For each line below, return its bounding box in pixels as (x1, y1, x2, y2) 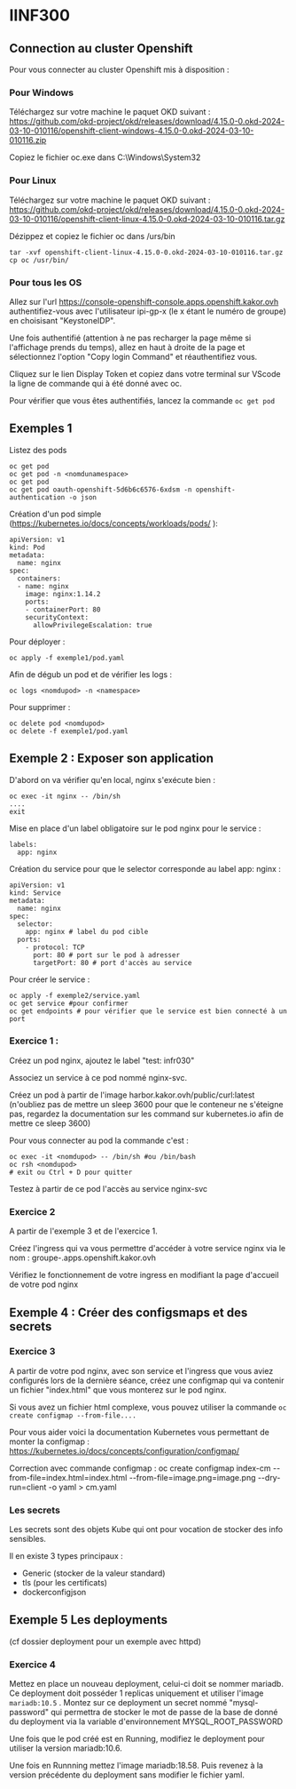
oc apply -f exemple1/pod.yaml (9, 653, 125, 662)
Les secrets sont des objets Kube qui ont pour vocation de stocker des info (9, 1524, 284, 1535)
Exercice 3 (9, 1346, 56, 1358)
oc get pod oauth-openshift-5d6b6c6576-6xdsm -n (9, 485, 192, 494)
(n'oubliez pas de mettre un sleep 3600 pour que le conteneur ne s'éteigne (9, 1098, 284, 1109)
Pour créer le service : (9, 974, 90, 985)
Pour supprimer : (9, 701, 71, 712)
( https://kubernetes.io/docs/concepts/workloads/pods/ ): (9, 517, 219, 529)
